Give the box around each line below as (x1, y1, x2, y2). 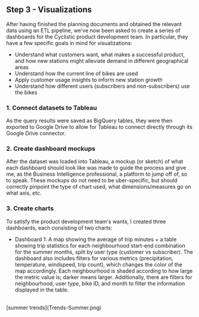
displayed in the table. (14, 286, 70, 293)
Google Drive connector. (6, 130, 67, 137)
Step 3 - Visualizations (6, 5, 92, 15)
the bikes (14, 88, 37, 96)
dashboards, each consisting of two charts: (6, 224, 113, 231)
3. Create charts (6, 204, 54, 213)
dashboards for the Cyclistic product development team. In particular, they (6, 33, 188, 40)
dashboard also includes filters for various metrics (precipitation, (14, 255, 173, 262)
